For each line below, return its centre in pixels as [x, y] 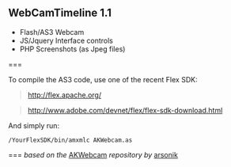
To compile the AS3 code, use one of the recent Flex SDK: [103, 79]
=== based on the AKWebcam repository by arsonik [93, 154]
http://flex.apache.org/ [64, 95]
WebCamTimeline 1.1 [60, 13]
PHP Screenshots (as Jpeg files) [72, 49]
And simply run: [34, 125]
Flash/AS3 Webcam [52, 32]
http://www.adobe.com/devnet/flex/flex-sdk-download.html [125, 110]
